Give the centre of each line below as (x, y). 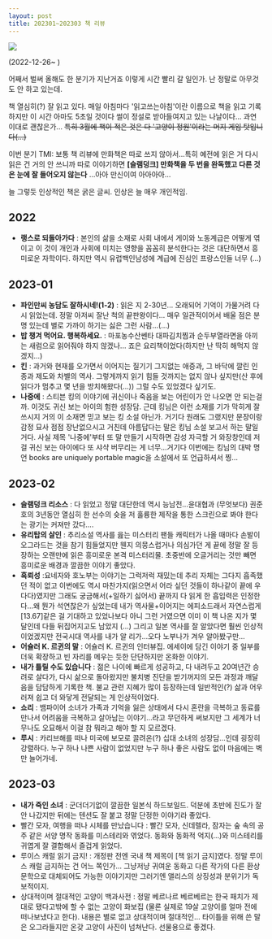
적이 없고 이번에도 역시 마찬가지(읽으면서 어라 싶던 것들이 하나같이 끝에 (141, 585)
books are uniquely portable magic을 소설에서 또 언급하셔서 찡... (133, 458)
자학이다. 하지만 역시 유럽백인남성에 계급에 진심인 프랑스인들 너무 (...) (151, 259)
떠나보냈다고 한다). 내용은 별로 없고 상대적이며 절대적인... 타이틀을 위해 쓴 (136, 916)
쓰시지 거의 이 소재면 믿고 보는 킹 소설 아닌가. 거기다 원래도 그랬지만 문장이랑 (141, 417)
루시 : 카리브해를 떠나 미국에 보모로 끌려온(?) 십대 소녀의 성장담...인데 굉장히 (140, 737)
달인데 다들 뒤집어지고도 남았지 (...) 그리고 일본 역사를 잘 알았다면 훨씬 (131, 626)
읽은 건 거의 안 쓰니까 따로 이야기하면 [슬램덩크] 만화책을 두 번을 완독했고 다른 (130, 164)
